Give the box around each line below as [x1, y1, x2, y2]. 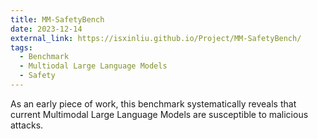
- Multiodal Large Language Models [19, 61, 168, 71]
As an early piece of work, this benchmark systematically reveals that [10, 97, 297, 110]
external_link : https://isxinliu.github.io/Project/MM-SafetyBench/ [10, 33, 302, 43]
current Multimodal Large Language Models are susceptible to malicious [10, 108, 309, 120]
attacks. [10, 119, 44, 131]
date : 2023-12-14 [10, 24, 83, 34]
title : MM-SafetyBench [10, 14, 105, 25]
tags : [10, 42, 33, 53]
